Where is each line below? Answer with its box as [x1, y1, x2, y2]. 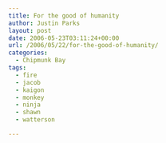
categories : [8, 49, 48, 57]
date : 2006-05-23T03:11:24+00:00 [8, 34, 120, 42]
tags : [8, 64, 26, 72]
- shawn [15, 109, 41, 117]
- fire [15, 71, 38, 79]
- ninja [15, 101, 41, 109]
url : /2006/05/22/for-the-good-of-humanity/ [8, 42, 159, 50]
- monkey [15, 93, 45, 101]
